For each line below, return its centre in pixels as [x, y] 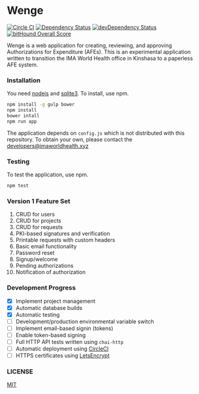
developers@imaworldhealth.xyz [48, 146]
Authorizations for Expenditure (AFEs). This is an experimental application [99, 51]
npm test [18, 186]
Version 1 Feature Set [39, 201]
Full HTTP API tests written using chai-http [69, 341]
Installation [24, 80]
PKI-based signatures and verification [63, 234]
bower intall [23, 115]
